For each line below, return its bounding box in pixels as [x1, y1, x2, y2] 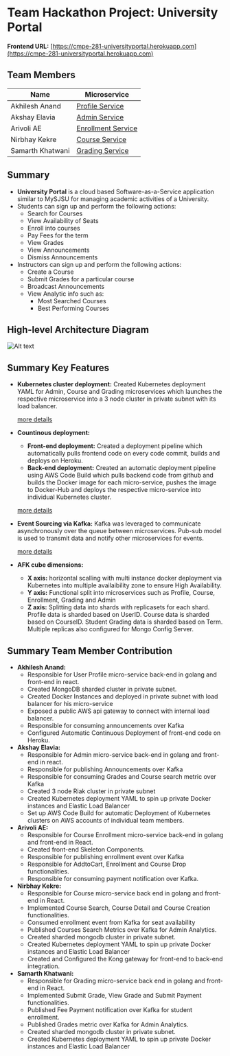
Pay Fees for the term [27, 231, 89, 239]
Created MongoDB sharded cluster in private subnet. [27, 685, 177, 693]
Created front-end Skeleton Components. [27, 845, 146, 854]
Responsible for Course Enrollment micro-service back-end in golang [27, 831, 224, 838]
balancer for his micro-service [27, 700, 113, 707]
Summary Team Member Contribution [7, 645, 173, 657]
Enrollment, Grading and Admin [27, 596, 116, 605]
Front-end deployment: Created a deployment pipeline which [27, 442, 203, 450]
